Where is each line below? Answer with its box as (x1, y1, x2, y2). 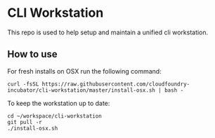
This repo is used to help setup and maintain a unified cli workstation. (7, 28, 209, 36)
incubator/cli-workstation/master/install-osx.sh (7, 86, 156, 94)
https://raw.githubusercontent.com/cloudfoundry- (41, 81, 190, 88)
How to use (7, 48, 58, 60)
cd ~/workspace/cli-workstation (7, 112, 102, 120)
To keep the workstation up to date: (7, 99, 110, 107)
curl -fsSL (7, 81, 39, 88)
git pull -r (7, 118, 42, 125)
